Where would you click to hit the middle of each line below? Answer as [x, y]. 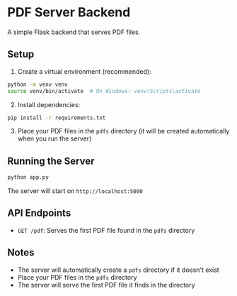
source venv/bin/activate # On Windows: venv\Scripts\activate [104, 91]
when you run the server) [54, 138]
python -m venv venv [38, 84]
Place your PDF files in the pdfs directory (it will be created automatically [123, 131]
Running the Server [51, 161]
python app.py [28, 177]
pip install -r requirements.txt [57, 118]
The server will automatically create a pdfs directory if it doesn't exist [118, 270]
